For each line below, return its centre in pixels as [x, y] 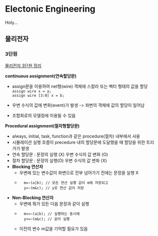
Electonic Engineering [50, 9]
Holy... [11, 22]
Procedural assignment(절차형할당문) [42, 126]
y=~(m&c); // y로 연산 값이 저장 [54, 188]
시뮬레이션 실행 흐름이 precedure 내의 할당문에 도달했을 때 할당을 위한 [79, 142]
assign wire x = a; [32, 91]
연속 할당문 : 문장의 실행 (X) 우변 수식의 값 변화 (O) [60, 154]
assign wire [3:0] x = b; [38, 95]
